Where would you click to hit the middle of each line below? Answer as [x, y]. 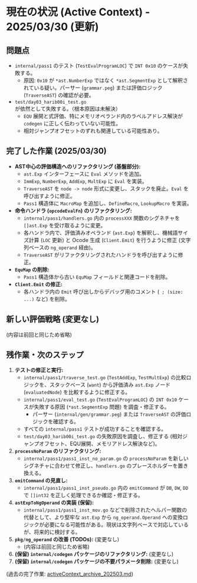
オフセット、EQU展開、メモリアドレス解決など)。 [100, 444]
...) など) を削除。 [47, 299]
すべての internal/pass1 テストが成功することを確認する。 [95, 429]
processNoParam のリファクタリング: [58, 451]
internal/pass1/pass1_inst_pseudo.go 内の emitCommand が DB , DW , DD [106, 488]
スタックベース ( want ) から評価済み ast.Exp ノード [110, 385]
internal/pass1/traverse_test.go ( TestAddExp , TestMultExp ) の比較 [105, 377]
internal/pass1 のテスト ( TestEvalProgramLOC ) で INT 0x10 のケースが [99, 66]
